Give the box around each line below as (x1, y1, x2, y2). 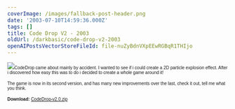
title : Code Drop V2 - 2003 (7, 29, 90, 37)
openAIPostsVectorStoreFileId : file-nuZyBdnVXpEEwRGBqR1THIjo (7, 43, 193, 50)
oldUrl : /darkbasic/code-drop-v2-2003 (7, 36, 121, 43)
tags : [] (7, 23, 33, 30)
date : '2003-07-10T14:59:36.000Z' (7, 17, 109, 24)
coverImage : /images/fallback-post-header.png (7, 10, 146, 17)
